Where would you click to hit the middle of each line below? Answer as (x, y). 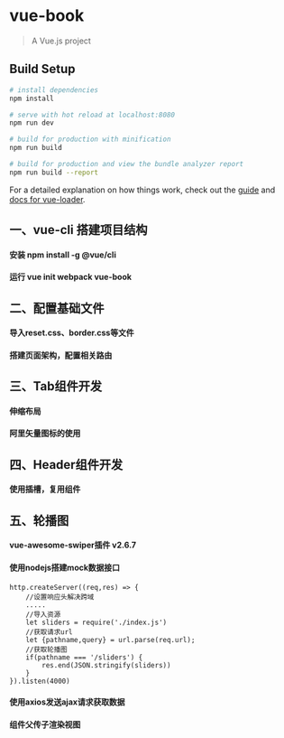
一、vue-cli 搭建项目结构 (78, 230)
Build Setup (42, 69)
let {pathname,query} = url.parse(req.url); (110, 640)
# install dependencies (54, 90)
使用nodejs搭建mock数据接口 (64, 568)
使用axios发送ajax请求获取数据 (67, 702)
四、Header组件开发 (66, 465)
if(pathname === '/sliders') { (84, 657)
